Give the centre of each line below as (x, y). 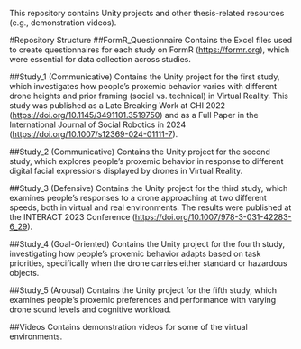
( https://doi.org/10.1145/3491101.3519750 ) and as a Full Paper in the (134, 115)
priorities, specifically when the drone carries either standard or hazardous (148, 263)
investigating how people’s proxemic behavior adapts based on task (135, 253)
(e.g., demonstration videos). (63, 23)
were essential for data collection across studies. (100, 59)
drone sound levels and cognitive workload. (91, 309)
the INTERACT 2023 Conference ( (73, 217)
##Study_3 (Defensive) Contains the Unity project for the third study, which (149, 188)
